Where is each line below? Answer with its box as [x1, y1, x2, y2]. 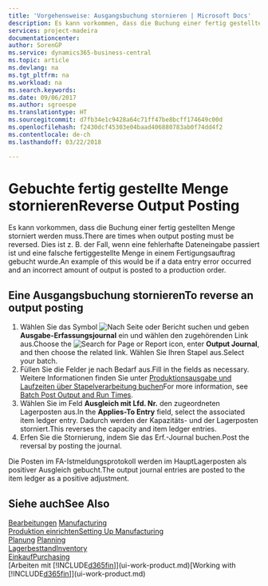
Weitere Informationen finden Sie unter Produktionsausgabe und [19, 373, 232, 383]
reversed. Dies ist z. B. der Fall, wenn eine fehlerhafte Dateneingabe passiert [8, 240, 260, 249]
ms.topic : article [8, 57, 69, 65]
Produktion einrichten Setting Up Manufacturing [8, 527, 164, 536]
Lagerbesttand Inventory [8, 544, 88, 553]
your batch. [19, 357, 58, 366]
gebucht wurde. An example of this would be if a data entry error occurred [8, 257, 251, 266]
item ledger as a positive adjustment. [8, 473, 130, 484]
